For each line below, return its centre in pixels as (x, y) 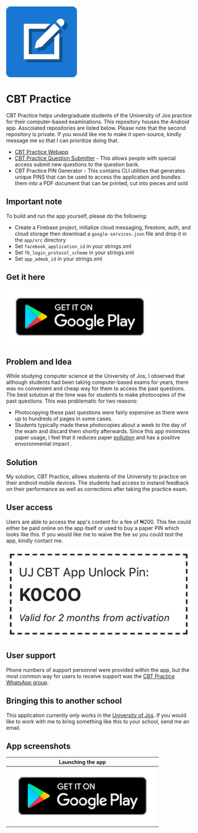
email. (14, 727)
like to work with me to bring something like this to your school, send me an (98, 721)
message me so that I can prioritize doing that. (62, 140)
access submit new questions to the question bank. (77, 164)
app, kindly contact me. (35, 541)
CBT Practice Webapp (42, 152)
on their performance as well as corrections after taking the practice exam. (97, 489)
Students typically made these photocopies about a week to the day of (100, 425)
